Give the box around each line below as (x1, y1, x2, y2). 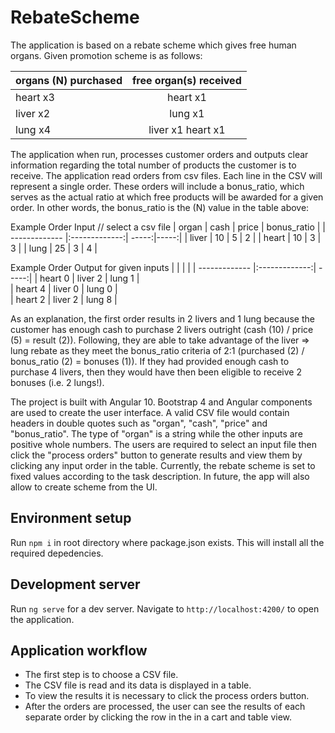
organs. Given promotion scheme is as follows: (10, 49, 203, 61)
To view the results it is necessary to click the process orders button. (24, 690, 310, 702)
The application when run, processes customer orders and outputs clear (10, 148, 309, 160)
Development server (10, 576, 141, 593)
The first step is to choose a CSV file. (24, 669, 179, 681)
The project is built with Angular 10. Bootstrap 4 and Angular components (10, 396, 313, 408)
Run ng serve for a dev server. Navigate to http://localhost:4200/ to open (10, 602, 320, 615)
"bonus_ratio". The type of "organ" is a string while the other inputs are (10, 427, 303, 440)
